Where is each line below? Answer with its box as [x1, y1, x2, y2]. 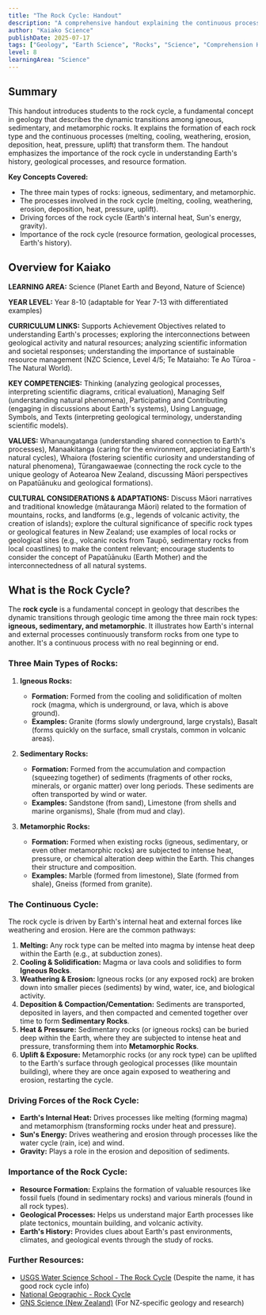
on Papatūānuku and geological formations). [8, 478, 153, 487]
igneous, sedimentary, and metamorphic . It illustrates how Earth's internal [8, 621, 254, 631]
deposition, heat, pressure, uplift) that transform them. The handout [8, 139, 229, 149]
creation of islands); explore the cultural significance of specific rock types [8, 518, 253, 528]
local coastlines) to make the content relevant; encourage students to [8, 543, 235, 553]
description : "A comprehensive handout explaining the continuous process [8, 19, 260, 27]
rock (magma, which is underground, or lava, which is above [31, 699, 229, 709]
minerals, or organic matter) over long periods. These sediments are [31, 781, 254, 791]
